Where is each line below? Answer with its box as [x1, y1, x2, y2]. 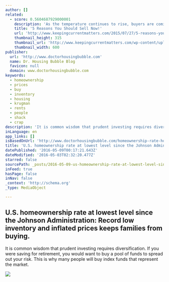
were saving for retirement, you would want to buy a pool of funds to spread [5, 250, 163, 257]
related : [5, 12, 24, 17]
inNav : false [5, 176, 33, 181]
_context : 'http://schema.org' [5, 181, 71, 186]
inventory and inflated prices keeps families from [5, 224, 162, 233]
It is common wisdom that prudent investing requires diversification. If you [5, 245, 159, 251]
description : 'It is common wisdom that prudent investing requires [5, 124, 152, 129]
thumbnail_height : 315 [14, 36, 62, 41]
